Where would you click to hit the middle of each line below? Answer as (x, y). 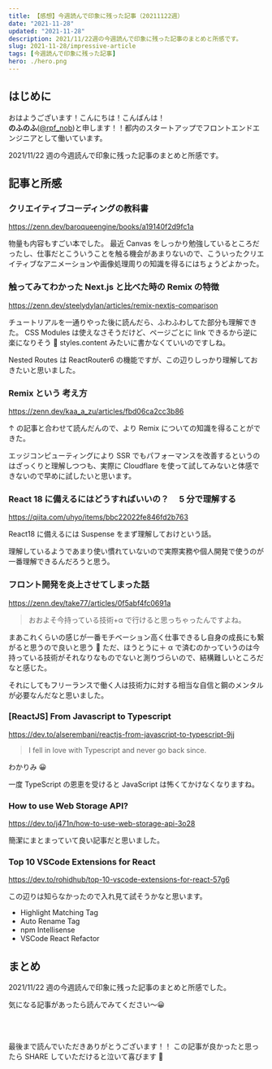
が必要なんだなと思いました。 (58, 695)
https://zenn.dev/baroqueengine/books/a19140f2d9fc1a (101, 227)
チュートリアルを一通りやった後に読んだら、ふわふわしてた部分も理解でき (133, 322)
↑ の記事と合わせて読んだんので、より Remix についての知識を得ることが (131, 427)
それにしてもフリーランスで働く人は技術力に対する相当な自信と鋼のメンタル (136, 685)
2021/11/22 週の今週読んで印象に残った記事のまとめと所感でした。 (120, 988)
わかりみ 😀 (28, 767)
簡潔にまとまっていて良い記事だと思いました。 (86, 840)
